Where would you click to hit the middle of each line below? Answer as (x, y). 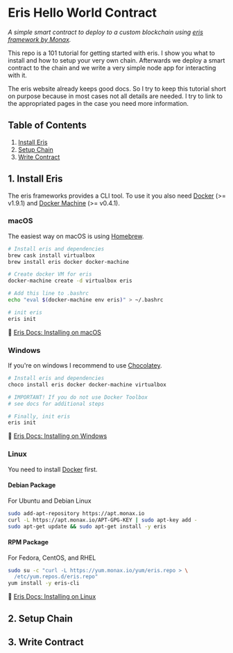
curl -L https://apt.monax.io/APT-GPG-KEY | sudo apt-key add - (103, 520)
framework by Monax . (40, 39)
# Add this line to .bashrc (49, 294)
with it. (17, 75)
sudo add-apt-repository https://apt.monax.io (76, 513)
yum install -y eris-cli (44, 583)
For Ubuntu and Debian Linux (50, 501)
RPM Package (28, 542)
